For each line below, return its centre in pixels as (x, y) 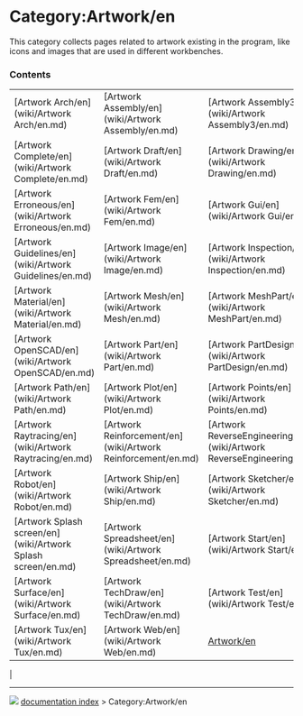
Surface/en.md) (47, 615)
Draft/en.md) (131, 173)
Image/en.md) (133, 271)
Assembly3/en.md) (248, 125)
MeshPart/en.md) (245, 319)
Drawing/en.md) (242, 173)
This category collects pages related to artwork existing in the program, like (150, 41)
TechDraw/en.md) (142, 615)
